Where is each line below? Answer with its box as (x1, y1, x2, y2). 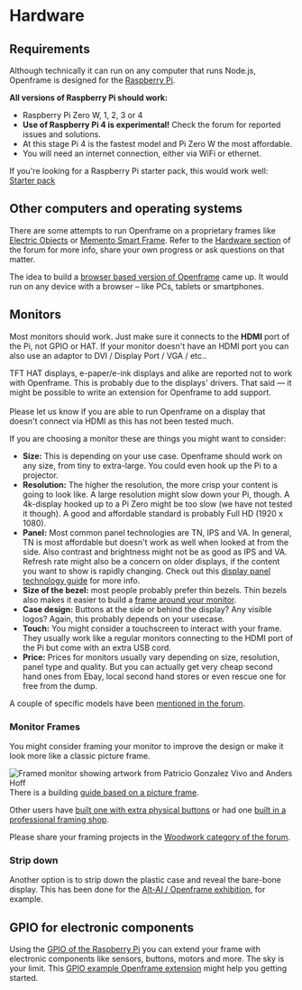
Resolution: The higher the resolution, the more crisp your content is (22, 479, 279, 490)
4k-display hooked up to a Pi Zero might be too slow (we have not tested (22, 498, 293, 509)
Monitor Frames (9, 720, 81, 733)
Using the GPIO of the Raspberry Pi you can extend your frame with (9, 944, 261, 955)
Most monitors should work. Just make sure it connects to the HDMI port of (9, 331, 290, 342)
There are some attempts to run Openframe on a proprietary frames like (9, 225, 277, 235)
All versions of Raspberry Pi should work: (9, 92, 169, 103)
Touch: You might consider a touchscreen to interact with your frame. (22, 623, 282, 634)
